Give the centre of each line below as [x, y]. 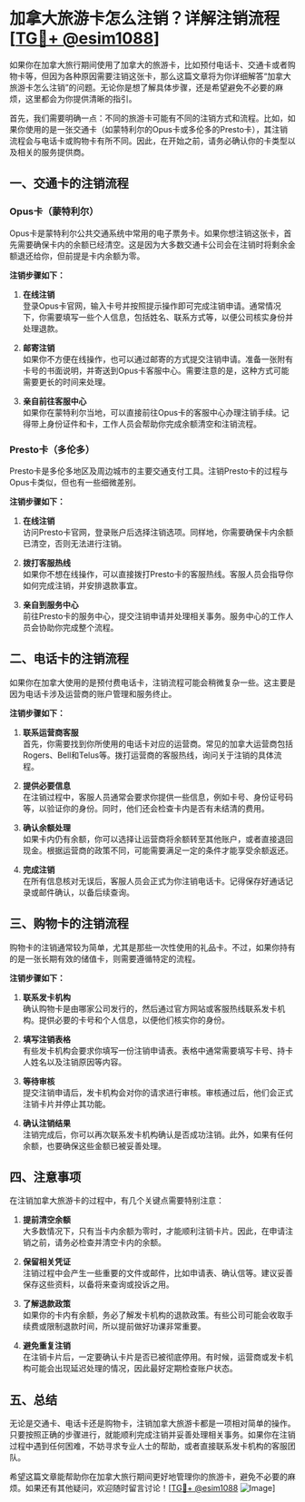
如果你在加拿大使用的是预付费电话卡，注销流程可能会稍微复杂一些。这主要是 [152, 682]
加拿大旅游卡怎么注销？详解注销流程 [145, 19]
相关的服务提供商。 [53, 152]
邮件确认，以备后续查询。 [86, 892]
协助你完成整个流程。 [79, 627]
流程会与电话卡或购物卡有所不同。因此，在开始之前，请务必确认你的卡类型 [148, 141]
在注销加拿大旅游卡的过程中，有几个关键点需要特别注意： [117, 1201]
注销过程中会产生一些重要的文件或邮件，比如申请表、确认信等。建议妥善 [157, 1273]
